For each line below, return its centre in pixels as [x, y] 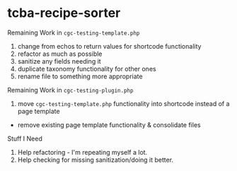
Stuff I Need [25, 138]
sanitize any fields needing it [59, 61]
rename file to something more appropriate [80, 76]
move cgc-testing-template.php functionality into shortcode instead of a [123, 103]
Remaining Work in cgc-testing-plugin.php [70, 90]
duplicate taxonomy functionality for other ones [87, 69]
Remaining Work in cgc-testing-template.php [74, 33]
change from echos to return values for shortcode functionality [109, 46]
